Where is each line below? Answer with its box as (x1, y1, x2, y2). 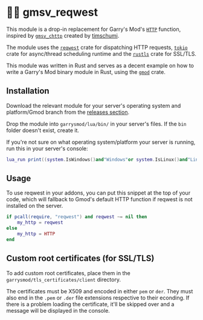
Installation (6, 86, 50, 96)
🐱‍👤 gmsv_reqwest (6, 5, 98, 19)
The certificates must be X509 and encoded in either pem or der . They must (6, 287, 193, 295)
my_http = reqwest (17, 219, 63, 226)
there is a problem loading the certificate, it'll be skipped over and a (6, 300, 175, 308)
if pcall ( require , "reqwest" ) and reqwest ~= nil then (6, 214, 147, 220)
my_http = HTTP (17, 231, 56, 237)
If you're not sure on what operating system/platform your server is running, (6, 138, 196, 145)
